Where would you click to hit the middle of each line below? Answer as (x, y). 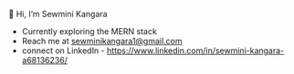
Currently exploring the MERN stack (89, 31)
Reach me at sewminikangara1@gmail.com (102, 41)
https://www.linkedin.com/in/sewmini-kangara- (196, 51)
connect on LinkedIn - (63, 51)
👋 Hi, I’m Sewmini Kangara (58, 14)
